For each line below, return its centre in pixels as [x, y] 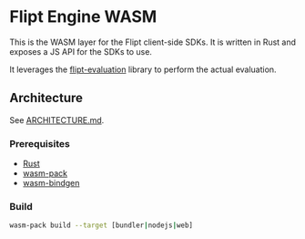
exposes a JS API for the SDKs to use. [81, 51]
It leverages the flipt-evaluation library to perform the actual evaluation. [143, 69]
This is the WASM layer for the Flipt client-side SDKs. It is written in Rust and [153, 42]
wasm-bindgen [51, 183]
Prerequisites [40, 143]
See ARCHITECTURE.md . [57, 119]
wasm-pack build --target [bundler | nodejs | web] [102, 225]
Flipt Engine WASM [83, 17]
